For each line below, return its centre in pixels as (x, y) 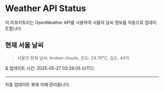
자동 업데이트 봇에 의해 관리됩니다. (38, 84)
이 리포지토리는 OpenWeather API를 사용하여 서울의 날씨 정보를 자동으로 (74, 22)
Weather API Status (46, 8)
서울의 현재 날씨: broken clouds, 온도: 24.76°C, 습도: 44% (73, 58)
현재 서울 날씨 (24, 45)
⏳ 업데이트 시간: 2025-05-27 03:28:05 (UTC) (50, 68)
